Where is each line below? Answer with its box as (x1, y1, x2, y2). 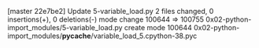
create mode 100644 (124, 23, 192, 32)
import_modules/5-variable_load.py (7, 23, 123, 32)
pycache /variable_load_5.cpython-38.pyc (61, 31, 198, 40)
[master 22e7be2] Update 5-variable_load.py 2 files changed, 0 (7, 7, 214, 15)
